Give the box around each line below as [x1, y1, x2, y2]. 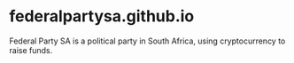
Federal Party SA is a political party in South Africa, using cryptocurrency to [9, 35, 286, 46]
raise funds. [9, 44, 53, 55]
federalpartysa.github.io [9, 6, 195, 27]
